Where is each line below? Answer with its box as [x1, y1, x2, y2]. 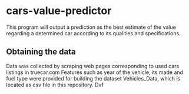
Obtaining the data [6, 47, 76, 57]
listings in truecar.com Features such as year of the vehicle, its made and [6, 69, 184, 76]
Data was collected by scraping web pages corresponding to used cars [6, 62, 180, 69]
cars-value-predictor [6, 4, 112, 18]
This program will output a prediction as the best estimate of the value [6, 23, 177, 31]
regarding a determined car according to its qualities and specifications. [6, 29, 181, 36]
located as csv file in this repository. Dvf [6, 81, 104, 88]
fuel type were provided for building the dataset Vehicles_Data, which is [6, 75, 181, 82]
